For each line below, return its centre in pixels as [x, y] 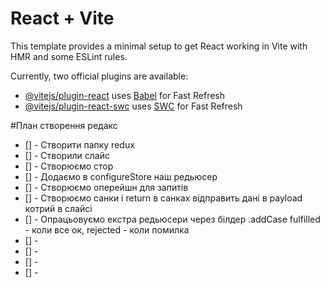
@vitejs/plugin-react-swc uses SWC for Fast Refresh [133, 106]
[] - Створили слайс [67, 155]
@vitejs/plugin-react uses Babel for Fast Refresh [125, 95]
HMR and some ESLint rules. [69, 56]
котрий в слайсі [58, 208]
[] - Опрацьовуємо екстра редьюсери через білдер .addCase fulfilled [172, 219]
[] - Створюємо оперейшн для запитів [106, 187]
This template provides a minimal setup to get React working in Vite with [159, 46]
